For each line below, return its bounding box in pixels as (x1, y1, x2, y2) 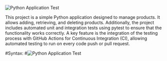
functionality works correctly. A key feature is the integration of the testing (5, 30, 158, 36)
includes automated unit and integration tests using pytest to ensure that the (5, 25, 162, 31)
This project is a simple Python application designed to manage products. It (5, 14, 161, 20)
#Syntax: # (5, 50, 27, 56)
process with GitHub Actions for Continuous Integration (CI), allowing (5, 35, 148, 41)
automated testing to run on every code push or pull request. (5, 41, 130, 47)
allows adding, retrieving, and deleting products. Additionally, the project (5, 20, 155, 25)
